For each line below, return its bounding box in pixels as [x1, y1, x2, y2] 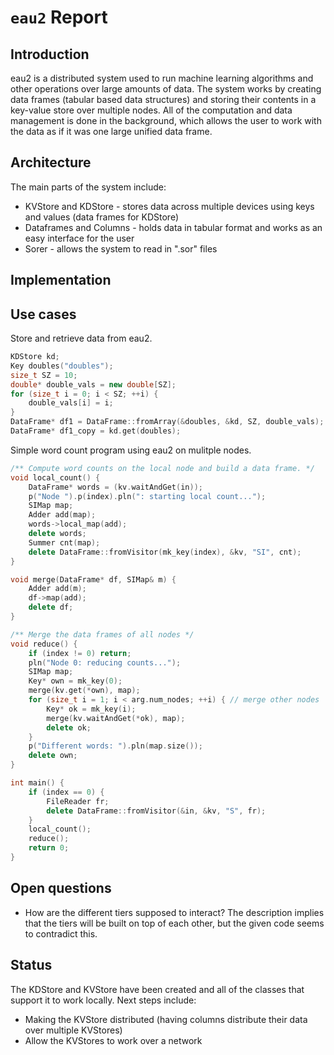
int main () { [10, 778, 65, 788]
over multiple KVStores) [24, 1024, 123, 1036]
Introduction [10, 46, 90, 63]
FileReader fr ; [46, 796, 110, 806]
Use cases [10, 306, 77, 323]
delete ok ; [46, 722, 92, 733]
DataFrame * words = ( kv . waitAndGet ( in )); [28, 482, 203, 492]
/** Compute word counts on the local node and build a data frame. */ [10, 463, 315, 473]
